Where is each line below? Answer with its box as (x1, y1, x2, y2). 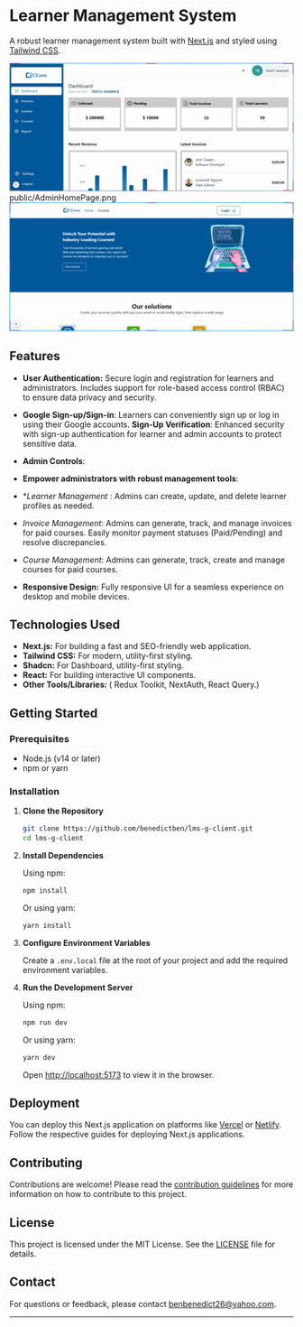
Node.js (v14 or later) (22, 753, 101, 764)
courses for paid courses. (22, 563, 119, 574)
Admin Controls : (22, 455, 86, 466)
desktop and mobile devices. (22, 590, 131, 601)
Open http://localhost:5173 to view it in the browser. (22, 1069, 215, 1080)
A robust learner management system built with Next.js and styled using (9, 35, 278, 46)
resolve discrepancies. (22, 536, 107, 547)
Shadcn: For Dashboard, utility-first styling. (22, 660, 184, 671)
